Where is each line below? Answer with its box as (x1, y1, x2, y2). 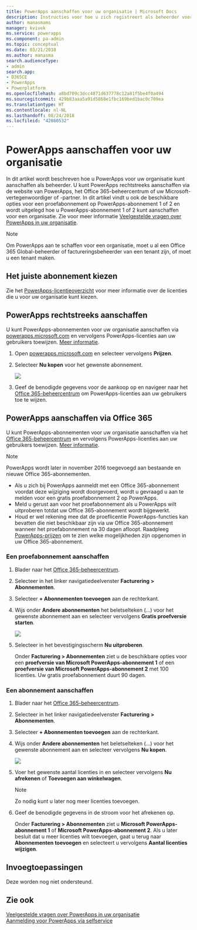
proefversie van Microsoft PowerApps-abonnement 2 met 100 (14, 665, 169, 672)
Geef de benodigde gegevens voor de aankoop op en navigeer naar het (14, 384, 188, 391)
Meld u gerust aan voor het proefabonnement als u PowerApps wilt (14, 501, 177, 508)
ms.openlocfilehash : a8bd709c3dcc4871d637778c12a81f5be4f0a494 (6, 91, 164, 96)
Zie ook (6, 895, 34, 905)
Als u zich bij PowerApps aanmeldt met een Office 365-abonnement (14, 482, 179, 489)
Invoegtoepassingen (6, 862, 83, 872)
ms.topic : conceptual (6, 42, 59, 48)
